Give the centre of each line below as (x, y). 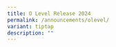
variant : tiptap (30, 26)
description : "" (30, 33)
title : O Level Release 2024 (49, 13)
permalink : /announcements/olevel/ (58, 20)
